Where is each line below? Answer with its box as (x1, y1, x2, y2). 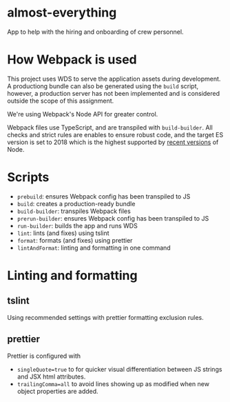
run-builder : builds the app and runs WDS (17, 221, 138, 230)
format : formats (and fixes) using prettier (17, 236, 133, 244)
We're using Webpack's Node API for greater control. (7, 110, 158, 118)
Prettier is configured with (7, 352, 81, 360)
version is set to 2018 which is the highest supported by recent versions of (7, 138, 219, 146)
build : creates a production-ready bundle (17, 199, 136, 208)
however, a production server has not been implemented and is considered (7, 89, 220, 97)
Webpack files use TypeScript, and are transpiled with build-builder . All (7, 123, 213, 132)
